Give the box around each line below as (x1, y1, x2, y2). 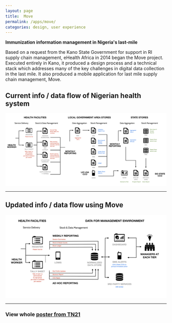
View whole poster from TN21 (5, 311, 81, 318)
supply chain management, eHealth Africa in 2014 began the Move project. (5, 54, 164, 61)
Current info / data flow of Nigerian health (5, 91, 142, 100)
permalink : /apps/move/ (5, 19, 56, 24)
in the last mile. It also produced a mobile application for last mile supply (5, 71, 158, 77)
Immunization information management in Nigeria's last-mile (5, 39, 138, 46)
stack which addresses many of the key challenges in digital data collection (5, 66, 165, 72)
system (5, 99, 30, 108)
